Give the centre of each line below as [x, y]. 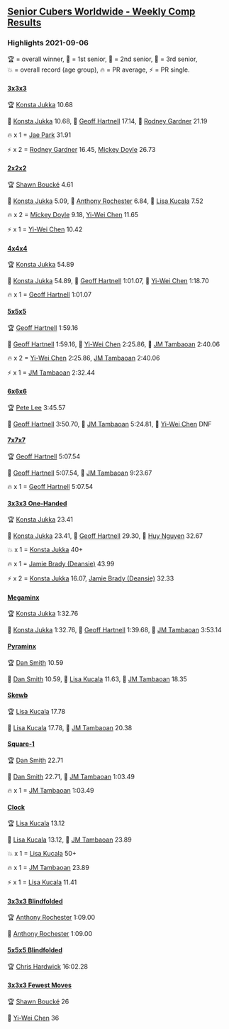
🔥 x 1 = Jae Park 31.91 [39, 135]
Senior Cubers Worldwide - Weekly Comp [101, 12]
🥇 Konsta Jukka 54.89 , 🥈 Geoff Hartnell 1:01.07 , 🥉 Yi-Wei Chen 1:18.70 [108, 281]
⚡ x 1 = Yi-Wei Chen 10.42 [45, 229]
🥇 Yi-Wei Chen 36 [33, 1018]
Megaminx [23, 597]
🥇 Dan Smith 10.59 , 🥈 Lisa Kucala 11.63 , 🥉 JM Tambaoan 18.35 [97, 679]
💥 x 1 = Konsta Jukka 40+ [45, 550]
